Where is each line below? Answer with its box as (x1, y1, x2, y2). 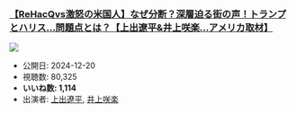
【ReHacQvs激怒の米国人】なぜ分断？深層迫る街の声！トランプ (9, 7, 286, 20)
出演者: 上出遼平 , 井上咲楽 (22, 94, 119, 105)
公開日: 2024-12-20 (22, 60, 96, 71)
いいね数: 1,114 (22, 83, 76, 93)
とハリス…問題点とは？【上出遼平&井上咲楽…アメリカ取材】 (9, 21, 274, 33)
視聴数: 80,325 (22, 72, 78, 83)
